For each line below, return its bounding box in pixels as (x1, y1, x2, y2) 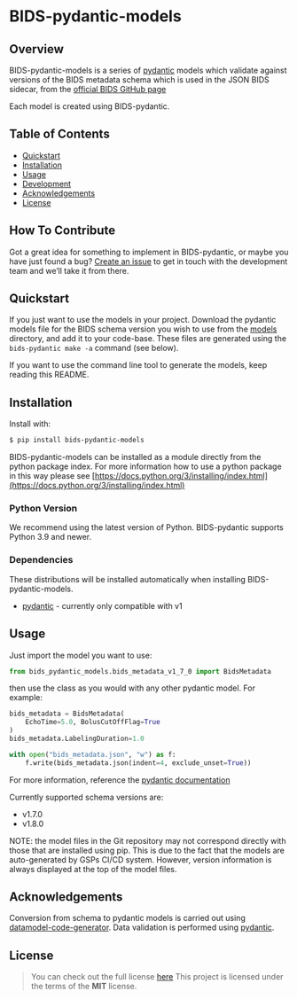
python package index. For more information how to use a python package (9, 461, 282, 472)
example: (9, 692, 43, 703)
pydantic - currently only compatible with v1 (21, 600, 184, 611)
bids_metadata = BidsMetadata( (9, 709, 125, 719)
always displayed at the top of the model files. (9, 863, 177, 874)
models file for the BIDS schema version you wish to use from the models (9, 324, 277, 334)
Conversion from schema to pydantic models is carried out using (9, 913, 246, 924)
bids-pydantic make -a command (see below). (9, 343, 179, 354)
